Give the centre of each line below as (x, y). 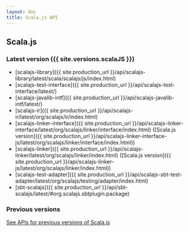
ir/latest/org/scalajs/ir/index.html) (56, 117)
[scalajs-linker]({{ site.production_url (61, 149)
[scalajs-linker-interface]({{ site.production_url (73, 124)
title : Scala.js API (32, 17)
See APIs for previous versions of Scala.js (58, 222)
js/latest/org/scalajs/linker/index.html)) (63, 168)
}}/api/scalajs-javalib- (148, 98)
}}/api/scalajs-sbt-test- (153, 175)
